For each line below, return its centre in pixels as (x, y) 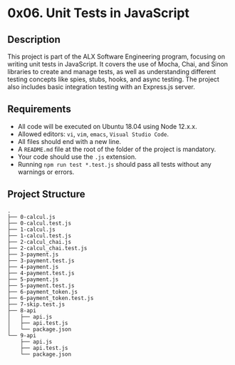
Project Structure (46, 194)
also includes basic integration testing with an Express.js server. (101, 87)
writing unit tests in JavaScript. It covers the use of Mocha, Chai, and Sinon (118, 64)
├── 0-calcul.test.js (40, 223)
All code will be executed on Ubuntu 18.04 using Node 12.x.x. (107, 126)
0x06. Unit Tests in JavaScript (99, 13)
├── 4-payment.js (33, 267)
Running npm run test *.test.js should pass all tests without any (114, 164)
